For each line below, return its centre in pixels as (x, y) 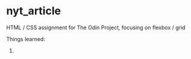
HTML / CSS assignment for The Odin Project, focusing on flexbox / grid (96, 27)
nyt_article (34, 11)
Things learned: (26, 39)
